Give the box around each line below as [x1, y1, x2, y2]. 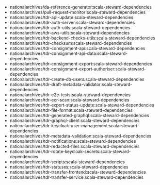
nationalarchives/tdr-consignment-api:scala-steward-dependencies [9, 46, 145, 51]
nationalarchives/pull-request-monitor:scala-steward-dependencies [9, 9, 146, 15]
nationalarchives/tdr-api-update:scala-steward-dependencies [9, 15, 133, 20]
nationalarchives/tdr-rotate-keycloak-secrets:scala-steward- [9, 149, 131, 154]
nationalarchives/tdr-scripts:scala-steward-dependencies [9, 159, 125, 165]
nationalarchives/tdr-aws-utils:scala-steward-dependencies [9, 30, 130, 35]
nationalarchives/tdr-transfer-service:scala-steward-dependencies [9, 174, 144, 180]
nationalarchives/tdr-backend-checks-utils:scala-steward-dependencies [9, 35, 156, 41]
